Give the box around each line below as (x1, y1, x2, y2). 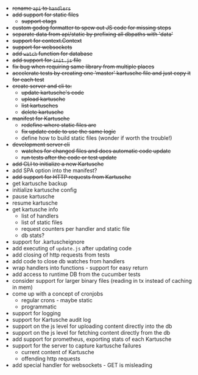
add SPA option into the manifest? (12, 167, 97, 174)
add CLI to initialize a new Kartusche (12, 161, 104, 167)
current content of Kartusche (21, 349, 94, 355)
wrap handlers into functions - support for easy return (12, 264, 148, 271)
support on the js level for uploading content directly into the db (12, 322, 172, 330)
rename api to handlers (12, 5, 71, 12)
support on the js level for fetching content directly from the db (12, 329, 171, 336)
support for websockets (12, 43, 72, 51)
